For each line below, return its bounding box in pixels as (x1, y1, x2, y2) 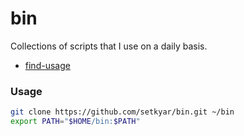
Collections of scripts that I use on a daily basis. (10, 40, 208, 52)
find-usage (24, 59, 71, 71)
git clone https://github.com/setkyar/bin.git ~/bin (10, 107, 235, 117)
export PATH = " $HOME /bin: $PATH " (10, 117, 141, 127)
